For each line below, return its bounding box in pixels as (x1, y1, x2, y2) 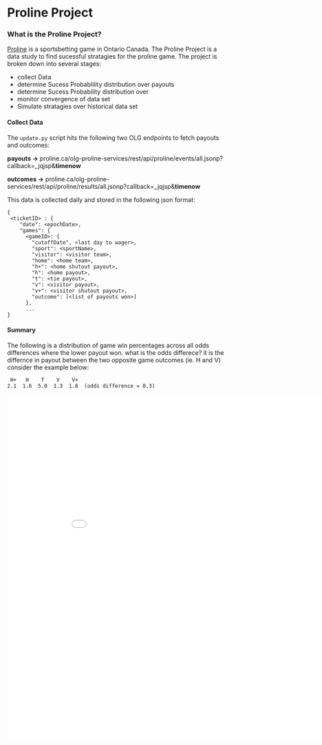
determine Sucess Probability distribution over (17, 88, 149, 96)
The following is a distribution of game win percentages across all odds (7, 341, 210, 349)
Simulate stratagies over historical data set (17, 102, 138, 111)
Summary (7, 326, 36, 334)
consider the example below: (7, 363, 89, 371)
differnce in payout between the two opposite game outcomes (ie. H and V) (7, 356, 222, 364)
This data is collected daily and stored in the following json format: (7, 195, 195, 204)
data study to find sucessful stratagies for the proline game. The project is (7, 52, 217, 61)
